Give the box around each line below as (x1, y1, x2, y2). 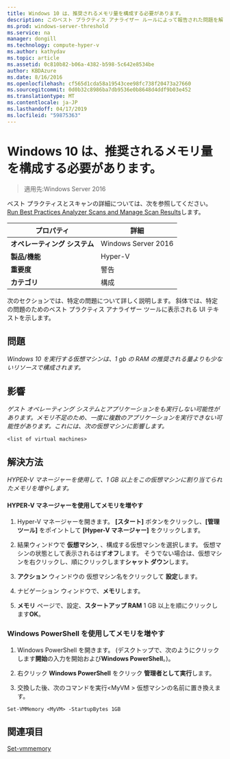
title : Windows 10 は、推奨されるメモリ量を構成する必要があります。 (7, 10, 185, 17)
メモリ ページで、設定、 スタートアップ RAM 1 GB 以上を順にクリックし (16, 601, 218, 610)
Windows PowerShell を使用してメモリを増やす (7, 629, 166, 638)
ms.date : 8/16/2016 (7, 73, 63, 81)
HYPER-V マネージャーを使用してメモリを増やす (7, 501, 144, 509)
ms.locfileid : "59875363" (7, 112, 81, 119)
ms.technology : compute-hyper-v (7, 42, 99, 49)
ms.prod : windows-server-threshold (7, 23, 109, 29)
